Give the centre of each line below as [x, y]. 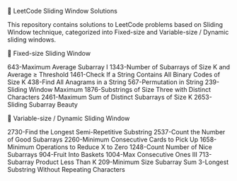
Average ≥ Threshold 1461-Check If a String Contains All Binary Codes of [114, 75]
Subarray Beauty [53, 105]
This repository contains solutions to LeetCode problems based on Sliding [115, 24]
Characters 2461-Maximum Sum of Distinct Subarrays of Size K [100, 97]
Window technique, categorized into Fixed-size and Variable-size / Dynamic [118, 32]
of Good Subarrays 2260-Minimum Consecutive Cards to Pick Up [103, 139]
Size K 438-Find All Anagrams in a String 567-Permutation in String [105, 82]
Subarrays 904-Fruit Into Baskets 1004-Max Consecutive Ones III [103, 154]
